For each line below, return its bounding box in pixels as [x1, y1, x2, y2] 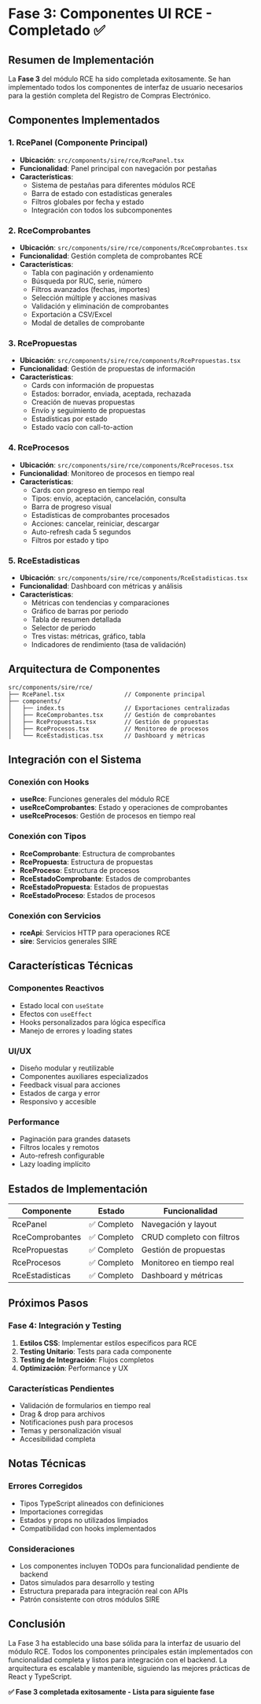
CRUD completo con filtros [141, 1232, 240, 1243]
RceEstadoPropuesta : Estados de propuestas [19, 882, 169, 892]
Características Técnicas [8, 959, 134, 973]
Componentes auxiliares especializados [19, 1071, 149, 1081]
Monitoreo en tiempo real [141, 1257, 234, 1268]
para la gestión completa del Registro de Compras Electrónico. [8, 91, 211, 100]
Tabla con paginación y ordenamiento [31, 268, 154, 277]
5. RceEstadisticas [8, 555, 80, 566]
